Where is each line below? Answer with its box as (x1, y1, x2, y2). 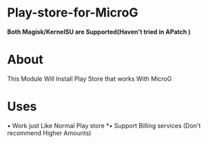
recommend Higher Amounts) (7, 129, 92, 137)
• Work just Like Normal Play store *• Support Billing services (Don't (7, 121, 201, 130)
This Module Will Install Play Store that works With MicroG (7, 74, 172, 83)
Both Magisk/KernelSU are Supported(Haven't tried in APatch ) (7, 28, 191, 36)
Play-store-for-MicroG (7, 5, 138, 21)
